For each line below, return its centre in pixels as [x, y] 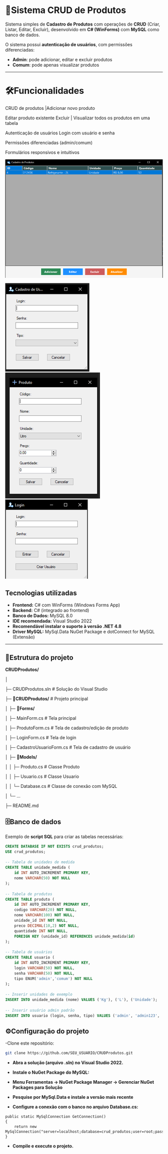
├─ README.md [22, 805]
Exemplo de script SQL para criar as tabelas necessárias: [64, 837]
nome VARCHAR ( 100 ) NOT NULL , [44, 915]
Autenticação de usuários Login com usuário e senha [60, 133]
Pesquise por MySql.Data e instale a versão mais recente [73, 1097]
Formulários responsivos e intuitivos [42, 152]
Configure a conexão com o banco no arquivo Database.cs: [75, 1107]
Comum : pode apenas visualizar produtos [56, 65]
